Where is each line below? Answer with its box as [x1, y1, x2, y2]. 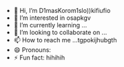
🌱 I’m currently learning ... [13, 21, 87, 29]
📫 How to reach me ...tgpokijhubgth [13, 36, 117, 44]
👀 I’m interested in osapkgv [13, 14, 91, 22]
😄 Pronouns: [13, 46, 52, 54]
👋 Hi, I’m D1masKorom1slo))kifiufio [13, 7, 111, 14]
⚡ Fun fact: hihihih [13, 53, 65, 62]
